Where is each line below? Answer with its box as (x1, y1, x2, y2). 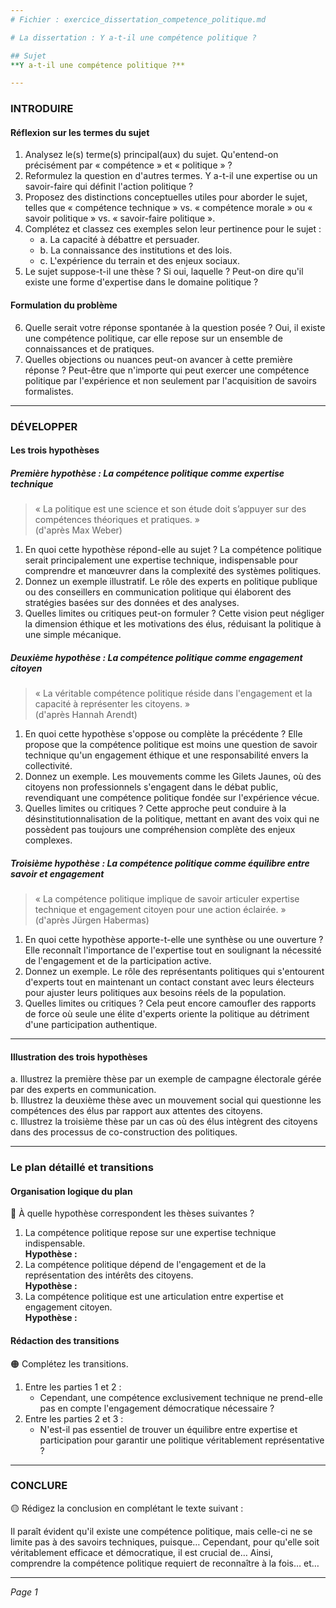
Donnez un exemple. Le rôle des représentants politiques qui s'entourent (24, 966, 325, 977)
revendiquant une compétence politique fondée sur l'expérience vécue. (24, 792, 320, 804)
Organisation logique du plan (10, 1185, 133, 1197)
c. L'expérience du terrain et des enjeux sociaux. (39, 255, 240, 267)
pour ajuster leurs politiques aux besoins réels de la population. (24, 987, 287, 998)
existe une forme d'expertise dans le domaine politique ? (24, 276, 259, 288)
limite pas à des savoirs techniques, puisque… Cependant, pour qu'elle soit (10, 1536, 320, 1548)
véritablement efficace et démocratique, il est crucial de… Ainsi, (10, 1546, 273, 1558)
